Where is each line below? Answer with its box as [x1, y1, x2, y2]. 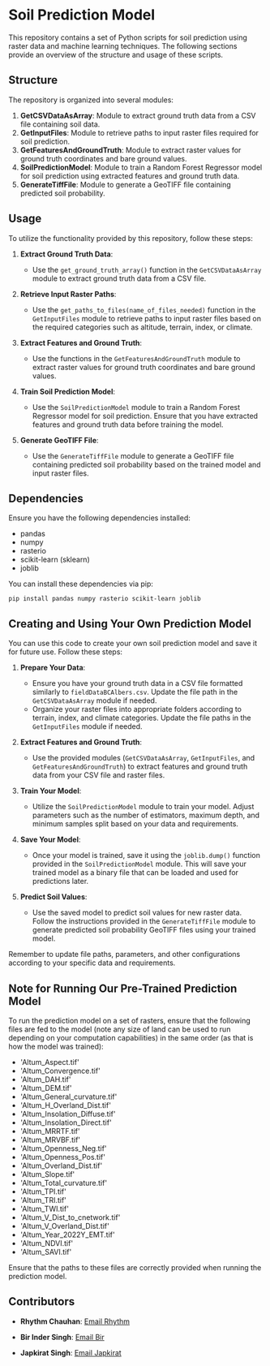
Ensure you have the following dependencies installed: [8, 513, 191, 523]
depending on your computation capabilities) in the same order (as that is [8, 1033, 254, 1042]
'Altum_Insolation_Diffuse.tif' [19, 1110, 116, 1118]
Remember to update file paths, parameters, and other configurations [8, 950, 241, 959]
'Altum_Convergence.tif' [19, 1066, 101, 1075]
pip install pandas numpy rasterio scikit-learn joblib [8, 595, 201, 603]
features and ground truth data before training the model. [32, 420, 224, 429]
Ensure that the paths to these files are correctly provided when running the [8, 1263, 262, 1272]
